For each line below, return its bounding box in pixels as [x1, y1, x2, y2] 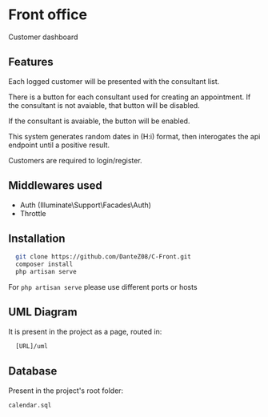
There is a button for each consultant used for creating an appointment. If [8, 92, 251, 102]
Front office [8, 6, 88, 24]
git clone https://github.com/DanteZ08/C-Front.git [15, 253, 192, 261]
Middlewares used [8, 178, 102, 193]
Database [8, 364, 58, 378]
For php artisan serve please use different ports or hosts [8, 283, 198, 291]
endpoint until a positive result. [8, 140, 110, 150]
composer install [15, 260, 74, 269]
